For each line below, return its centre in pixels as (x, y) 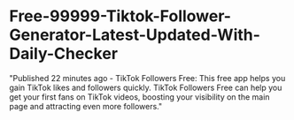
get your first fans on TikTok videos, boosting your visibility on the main (139, 97)
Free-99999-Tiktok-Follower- (120, 16)
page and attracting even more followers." (85, 106)
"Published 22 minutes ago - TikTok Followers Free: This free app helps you (147, 78)
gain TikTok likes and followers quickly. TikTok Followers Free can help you (146, 87)
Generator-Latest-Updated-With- (135, 35)
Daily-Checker (63, 54)
